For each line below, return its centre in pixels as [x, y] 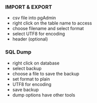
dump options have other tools [44, 95]
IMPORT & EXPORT [29, 7]
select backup [27, 68]
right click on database [36, 63]
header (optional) [30, 39]
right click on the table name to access [52, 23]
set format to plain [31, 79]
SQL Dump [18, 52]
